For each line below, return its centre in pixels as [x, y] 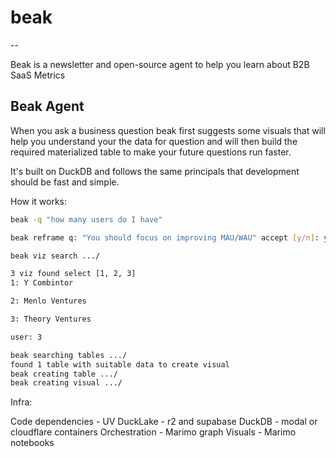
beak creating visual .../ [66, 383]
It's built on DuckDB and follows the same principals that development [155, 171]
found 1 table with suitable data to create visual [120, 364]
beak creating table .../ [64, 374]
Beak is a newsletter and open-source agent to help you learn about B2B [160, 64]
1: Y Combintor [42, 283]
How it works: [39, 201]
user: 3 [26, 337]
